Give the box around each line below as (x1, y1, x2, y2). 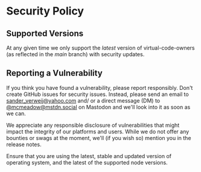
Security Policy (6, 4, 85, 18)
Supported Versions (6, 28, 83, 39)
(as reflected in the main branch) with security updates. (6, 51, 145, 58)
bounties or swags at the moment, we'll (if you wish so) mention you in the (6, 134, 191, 141)
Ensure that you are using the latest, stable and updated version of (6, 152, 172, 159)
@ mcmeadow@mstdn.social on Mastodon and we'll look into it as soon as (6, 103, 191, 110)
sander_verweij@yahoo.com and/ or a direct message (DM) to (6, 97, 161, 104)
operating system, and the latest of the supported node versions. (6, 159, 168, 166)
